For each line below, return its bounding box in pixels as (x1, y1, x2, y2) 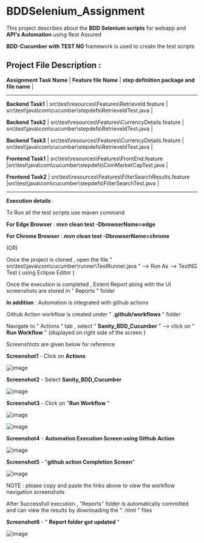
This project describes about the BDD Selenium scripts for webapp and (6, 24, 186, 32)
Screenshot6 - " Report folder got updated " (6, 518, 120, 525)
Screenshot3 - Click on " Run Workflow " (6, 399, 110, 406)
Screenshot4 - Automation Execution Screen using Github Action (6, 434, 175, 442)
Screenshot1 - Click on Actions (6, 352, 86, 360)
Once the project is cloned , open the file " (6, 256, 112, 263)
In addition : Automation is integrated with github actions (6, 299, 149, 306)
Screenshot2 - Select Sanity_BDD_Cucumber (6, 375, 122, 383)
